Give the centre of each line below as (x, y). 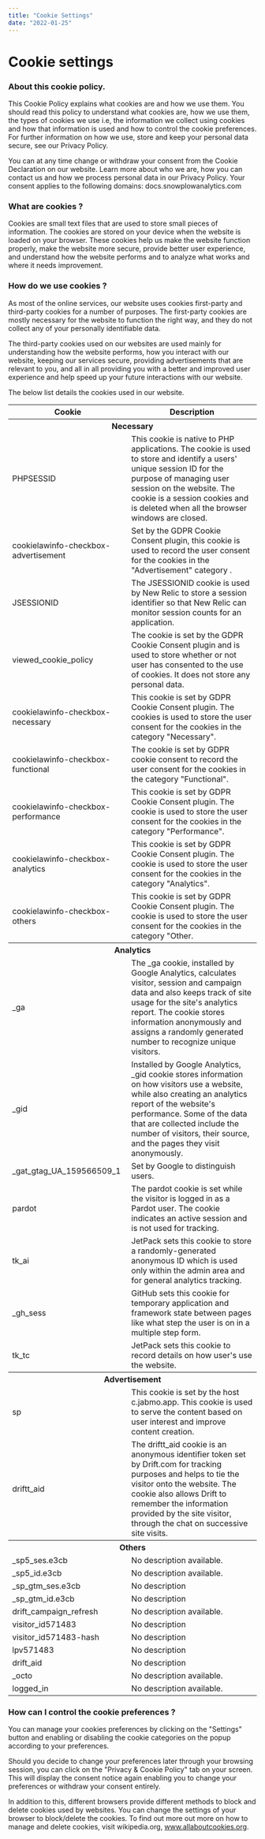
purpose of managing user (181, 478)
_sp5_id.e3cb (37, 1572)
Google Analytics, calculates (184, 972)
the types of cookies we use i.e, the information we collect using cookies (127, 120)
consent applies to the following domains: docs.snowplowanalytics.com (125, 185)
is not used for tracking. (175, 1228)
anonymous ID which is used (185, 1260)
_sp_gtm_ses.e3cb (47, 1586)
